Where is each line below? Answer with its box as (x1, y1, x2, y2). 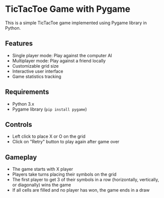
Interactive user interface (12, 68, 64, 74)
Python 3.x (12, 101, 34, 107)
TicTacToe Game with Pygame (5, 3, 131, 15)
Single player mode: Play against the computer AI (12, 52, 112, 58)
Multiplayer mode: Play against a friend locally (12, 58, 106, 64)
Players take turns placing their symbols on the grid (12, 171, 117, 177)
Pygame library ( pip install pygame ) (12, 106, 87, 112)
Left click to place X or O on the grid (12, 133, 86, 139)
